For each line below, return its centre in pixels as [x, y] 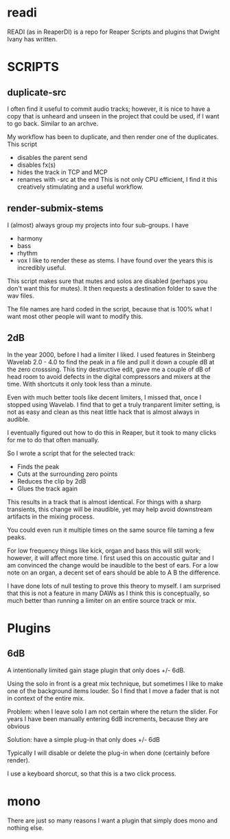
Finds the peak [38, 466]
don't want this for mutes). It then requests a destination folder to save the [112, 288]
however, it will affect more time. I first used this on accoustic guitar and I [111, 558]
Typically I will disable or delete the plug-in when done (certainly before [109, 753]
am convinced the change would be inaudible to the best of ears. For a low [113, 565]
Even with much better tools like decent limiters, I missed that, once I [104, 397]
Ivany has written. [32, 39]
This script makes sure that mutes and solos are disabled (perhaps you [107, 281]
